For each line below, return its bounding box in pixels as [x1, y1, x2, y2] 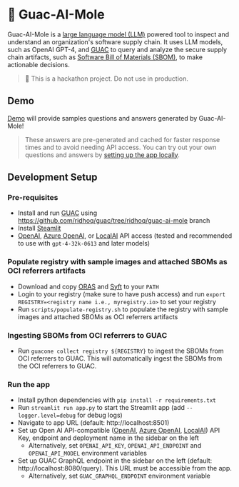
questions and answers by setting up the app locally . [24, 150, 180, 159]
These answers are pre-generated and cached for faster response [24, 135, 220, 144]
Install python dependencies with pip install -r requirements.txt [17, 396, 216, 404]
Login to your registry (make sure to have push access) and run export [17, 289, 226, 298]
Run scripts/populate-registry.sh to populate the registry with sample [17, 305, 228, 313]
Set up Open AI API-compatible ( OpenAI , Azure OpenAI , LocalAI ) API [17, 426, 220, 435]
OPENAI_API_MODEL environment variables [28, 449, 148, 458]
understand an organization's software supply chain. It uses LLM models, [7, 37, 223, 46]
